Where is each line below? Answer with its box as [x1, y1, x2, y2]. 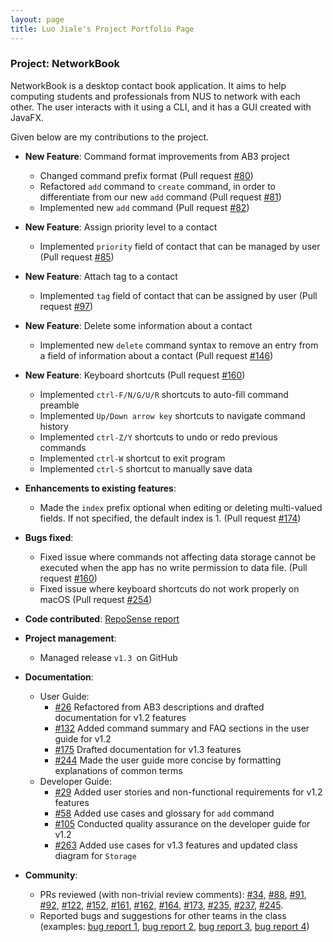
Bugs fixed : [24, 531, 74, 543]
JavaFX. [10, 111, 45, 123]
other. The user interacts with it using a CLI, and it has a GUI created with [10, 101, 312, 113]
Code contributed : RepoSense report [24, 612, 180, 625]
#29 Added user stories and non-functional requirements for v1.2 [54, 786, 323, 798]
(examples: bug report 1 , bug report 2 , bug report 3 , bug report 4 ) [39, 920, 310, 932]
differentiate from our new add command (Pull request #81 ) [39, 191, 282, 203]
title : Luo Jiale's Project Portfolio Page [10, 24, 195, 34]
